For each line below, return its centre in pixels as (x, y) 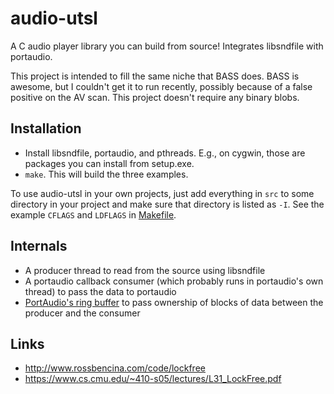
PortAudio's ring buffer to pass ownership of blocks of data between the (174, 302)
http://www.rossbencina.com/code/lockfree (115, 368)
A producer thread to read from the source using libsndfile (145, 270)
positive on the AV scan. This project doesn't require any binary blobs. (155, 97)
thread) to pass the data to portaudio (100, 291)
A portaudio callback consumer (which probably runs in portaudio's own (174, 281)
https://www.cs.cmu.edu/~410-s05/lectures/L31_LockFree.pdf (153, 379)
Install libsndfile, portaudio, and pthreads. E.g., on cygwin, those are (165, 153)
